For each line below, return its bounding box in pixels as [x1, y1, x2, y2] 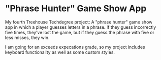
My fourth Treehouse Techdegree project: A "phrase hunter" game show [5, 19, 153, 25]
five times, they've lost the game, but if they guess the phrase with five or [5, 29, 155, 35]
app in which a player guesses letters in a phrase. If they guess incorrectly [5, 24, 156, 30]
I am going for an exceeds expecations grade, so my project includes [5, 44, 145, 50]
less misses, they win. [5, 35, 50, 40]
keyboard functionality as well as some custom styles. [5, 49, 115, 55]
